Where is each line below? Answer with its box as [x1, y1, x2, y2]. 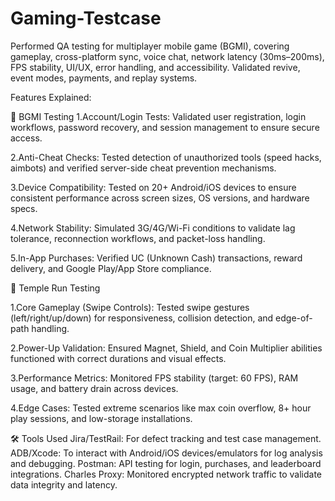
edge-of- [275, 312, 313, 324]
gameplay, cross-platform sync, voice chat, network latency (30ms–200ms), [10, 50, 325, 62]
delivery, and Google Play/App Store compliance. [10, 262, 212, 274]
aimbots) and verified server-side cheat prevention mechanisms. [10, 162, 277, 174]
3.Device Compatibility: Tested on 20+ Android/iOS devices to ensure [10, 181, 297, 193]
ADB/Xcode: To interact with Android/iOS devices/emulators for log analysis [10, 447, 323, 459]
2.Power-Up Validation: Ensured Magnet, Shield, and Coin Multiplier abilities [10, 342, 323, 354]
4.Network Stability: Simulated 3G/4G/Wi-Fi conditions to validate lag [10, 222, 296, 234]
